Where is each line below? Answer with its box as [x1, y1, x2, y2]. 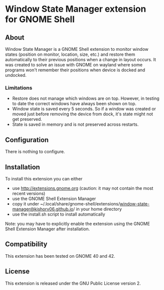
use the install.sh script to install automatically [12, 211, 105, 217]
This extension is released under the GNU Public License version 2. [5, 280, 141, 286]
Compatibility [5, 240, 47, 248]
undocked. [5, 72, 27, 78]
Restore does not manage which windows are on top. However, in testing [12, 95, 160, 101]
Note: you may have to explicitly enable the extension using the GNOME [5, 221, 150, 226]
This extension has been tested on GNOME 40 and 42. [5, 253, 116, 259]
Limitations [5, 84, 33, 91]
